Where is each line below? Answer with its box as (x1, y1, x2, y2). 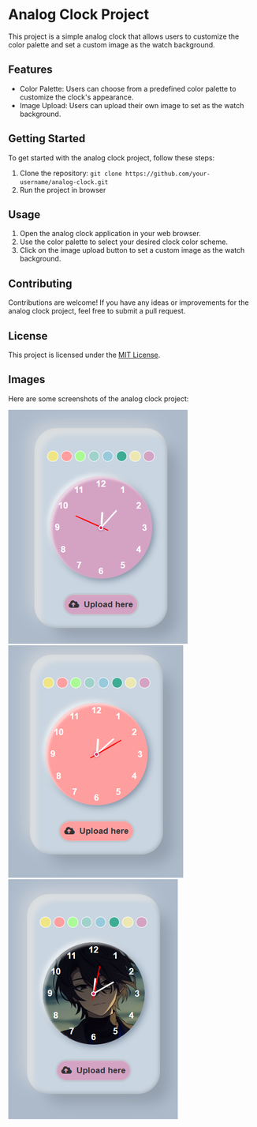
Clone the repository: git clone (19, 168, 122, 178)
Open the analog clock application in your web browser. (19, 229, 201, 239)
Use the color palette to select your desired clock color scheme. (19, 237, 229, 246)
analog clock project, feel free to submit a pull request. (8, 306, 186, 316)
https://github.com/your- (125, 170, 210, 178)
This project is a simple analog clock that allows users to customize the (8, 32, 240, 41)
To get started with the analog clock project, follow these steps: (8, 152, 215, 163)
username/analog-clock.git (19, 178, 109, 186)
